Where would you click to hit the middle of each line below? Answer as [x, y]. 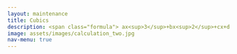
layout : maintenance [38, 14]
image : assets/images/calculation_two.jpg [71, 33]
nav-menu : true [30, 40]
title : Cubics [28, 20]
